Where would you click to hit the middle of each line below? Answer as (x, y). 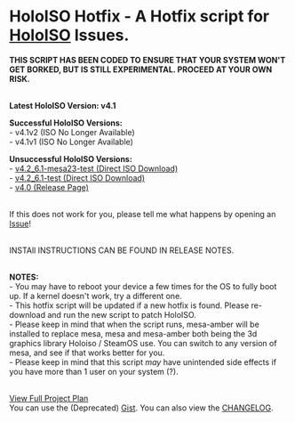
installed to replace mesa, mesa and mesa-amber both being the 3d (133, 333)
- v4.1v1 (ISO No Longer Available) (71, 142)
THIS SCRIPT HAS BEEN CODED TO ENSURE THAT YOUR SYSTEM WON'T (147, 60)
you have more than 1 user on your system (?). (94, 371)
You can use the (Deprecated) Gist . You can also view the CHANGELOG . (141, 408)
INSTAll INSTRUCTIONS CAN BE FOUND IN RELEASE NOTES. (122, 250)
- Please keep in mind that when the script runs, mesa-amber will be (134, 324)
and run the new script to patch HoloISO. (122, 314)
